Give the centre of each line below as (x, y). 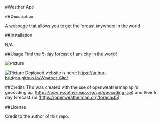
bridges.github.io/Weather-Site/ (37, 78)
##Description (19, 16)
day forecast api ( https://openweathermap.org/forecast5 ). (63, 97)
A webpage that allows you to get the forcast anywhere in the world (73, 26)
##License (16, 107)
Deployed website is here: (51, 73)
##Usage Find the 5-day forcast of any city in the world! (61, 54)
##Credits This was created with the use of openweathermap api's (72, 87)
